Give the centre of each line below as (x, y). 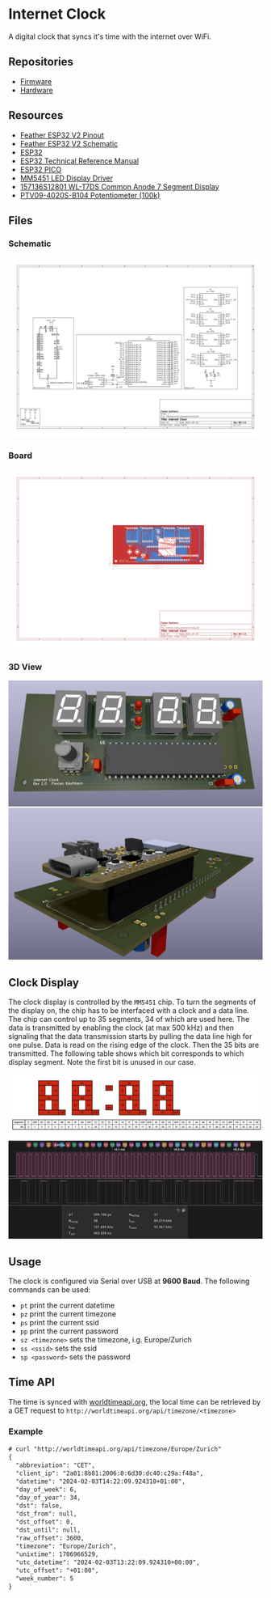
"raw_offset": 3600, (50, 1538)
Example (26, 1431)
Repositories (41, 62)
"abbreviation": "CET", (55, 1465)
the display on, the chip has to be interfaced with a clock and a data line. (129, 1011)
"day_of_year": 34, (48, 1498)
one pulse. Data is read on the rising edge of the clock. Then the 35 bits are (134, 1045)
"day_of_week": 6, (47, 1490)
